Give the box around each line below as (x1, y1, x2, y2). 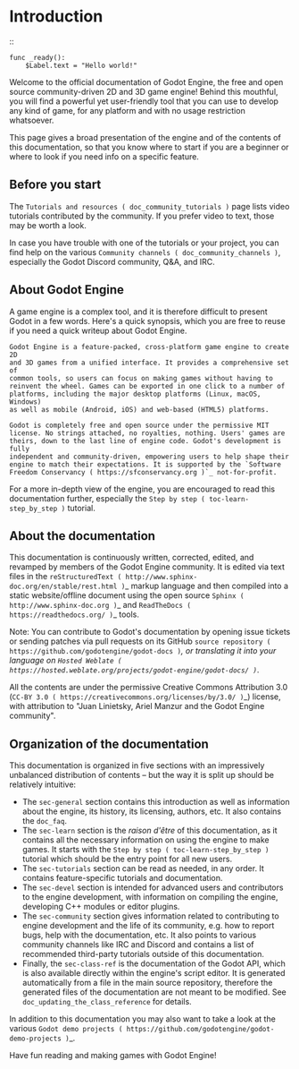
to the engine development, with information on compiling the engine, (21, 892, 278, 902)
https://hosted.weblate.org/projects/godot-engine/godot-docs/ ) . (9, 664, 260, 675)
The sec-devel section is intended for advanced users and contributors (21, 882, 284, 893)
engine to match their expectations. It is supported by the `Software (9, 459, 281, 469)
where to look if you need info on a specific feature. (9, 150, 199, 162)
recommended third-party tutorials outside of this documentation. (21, 949, 265, 960)
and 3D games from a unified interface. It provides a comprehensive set (9, 358, 290, 367)
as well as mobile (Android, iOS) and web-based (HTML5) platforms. (9, 405, 270, 414)
